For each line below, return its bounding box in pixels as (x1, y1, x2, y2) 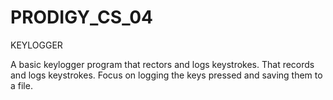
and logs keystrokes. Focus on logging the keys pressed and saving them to (10, 69, 323, 81)
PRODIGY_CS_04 (10, 6, 154, 29)
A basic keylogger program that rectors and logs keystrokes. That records (10, 58, 315, 70)
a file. (10, 79, 33, 91)
